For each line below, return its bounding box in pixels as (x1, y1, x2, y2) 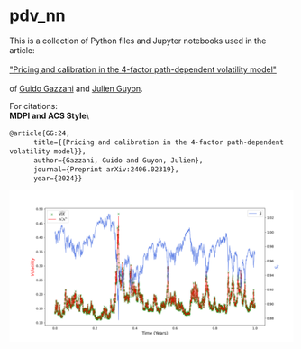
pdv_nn (9, 5, 66, 26)
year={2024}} (32, 173, 83, 183)
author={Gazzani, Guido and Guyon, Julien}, (32, 155, 204, 165)
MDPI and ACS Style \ (9, 110, 90, 121)
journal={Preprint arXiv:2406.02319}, (32, 164, 179, 174)
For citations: (9, 100, 59, 111)
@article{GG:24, (9, 128, 70, 138)
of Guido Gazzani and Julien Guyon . (9, 83, 143, 94)
